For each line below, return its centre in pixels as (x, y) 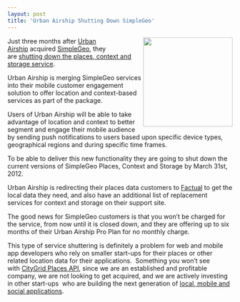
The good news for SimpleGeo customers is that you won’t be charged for (116, 216)
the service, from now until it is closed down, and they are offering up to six (119, 224)
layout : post (27, 14)
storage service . (31, 64)
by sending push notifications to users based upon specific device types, (115, 137)
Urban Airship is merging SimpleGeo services (74, 77)
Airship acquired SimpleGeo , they (57, 49)
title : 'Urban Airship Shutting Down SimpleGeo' (81, 21)
